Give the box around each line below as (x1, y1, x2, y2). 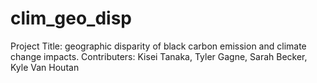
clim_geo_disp (10, 7, 132, 30)
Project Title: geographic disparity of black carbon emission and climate (10, 40, 307, 52)
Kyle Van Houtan (10, 61, 80, 73)
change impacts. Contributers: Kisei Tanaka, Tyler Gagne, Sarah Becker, (10, 50, 308, 62)
